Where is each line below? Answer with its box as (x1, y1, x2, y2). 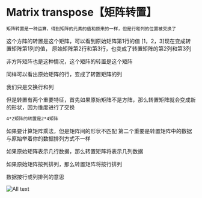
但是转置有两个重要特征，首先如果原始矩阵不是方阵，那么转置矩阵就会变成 (6, 96, 191, 103)
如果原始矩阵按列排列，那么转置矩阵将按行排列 (6, 160, 122, 167)
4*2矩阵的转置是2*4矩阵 (6, 116, 59, 122)
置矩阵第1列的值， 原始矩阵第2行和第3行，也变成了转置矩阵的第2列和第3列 (6, 45, 192, 52)
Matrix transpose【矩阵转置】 (6, 5, 158, 19)
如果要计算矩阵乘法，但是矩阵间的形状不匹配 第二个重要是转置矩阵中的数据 (6, 127, 192, 134)
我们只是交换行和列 (6, 83, 54, 90)
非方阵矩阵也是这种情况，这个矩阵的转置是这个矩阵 (6, 58, 133, 65)
